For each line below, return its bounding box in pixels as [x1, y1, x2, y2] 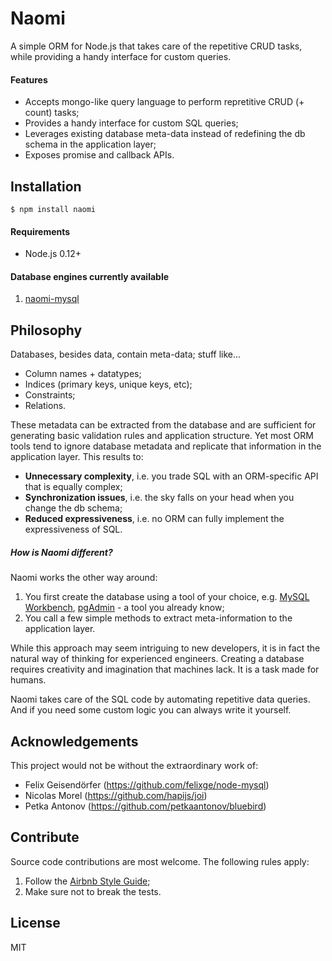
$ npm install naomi [10, 204, 97, 214]
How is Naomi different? [10, 546, 113, 558]
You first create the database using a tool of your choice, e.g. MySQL [24, 591, 310, 603]
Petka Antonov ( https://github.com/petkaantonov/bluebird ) [24, 800, 267, 812]
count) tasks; [24, 107, 80, 119]
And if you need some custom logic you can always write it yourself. [10, 704, 292, 716]
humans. [10, 674, 47, 686]
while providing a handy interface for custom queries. [10, 50, 232, 62]
